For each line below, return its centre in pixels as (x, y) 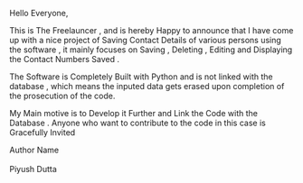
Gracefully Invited (43, 133)
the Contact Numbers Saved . (65, 59)
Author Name (34, 150)
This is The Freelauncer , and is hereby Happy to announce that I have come (151, 30)
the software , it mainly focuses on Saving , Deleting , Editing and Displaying (151, 50)
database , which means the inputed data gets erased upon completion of (147, 86)
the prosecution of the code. (62, 96)
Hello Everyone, (39, 13)
